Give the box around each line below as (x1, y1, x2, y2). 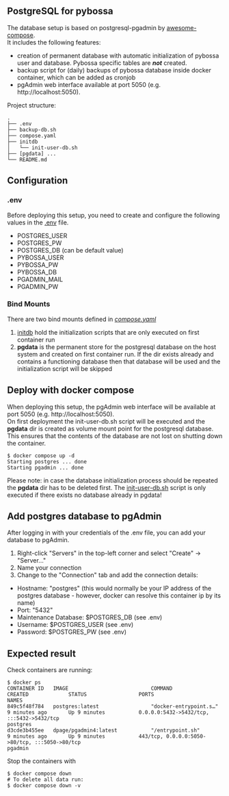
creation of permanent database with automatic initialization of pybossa (16, 51, 219, 60)
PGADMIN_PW (16, 282, 59, 290)
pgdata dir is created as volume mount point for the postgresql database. (7, 424, 214, 433)
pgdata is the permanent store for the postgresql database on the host (16, 342, 217, 351)
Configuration (7, 175, 68, 187)
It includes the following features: (7, 38, 101, 47)
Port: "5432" (16, 606, 53, 615)
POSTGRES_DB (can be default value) (16, 246, 124, 254)
